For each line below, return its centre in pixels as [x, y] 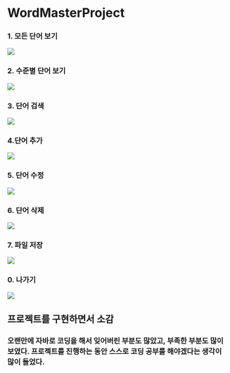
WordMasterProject [66, 13]
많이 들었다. [26, 362]
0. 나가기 [22, 280]
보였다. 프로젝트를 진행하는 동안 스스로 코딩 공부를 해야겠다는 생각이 [115, 351]
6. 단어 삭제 [26, 210]
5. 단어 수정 [26, 176]
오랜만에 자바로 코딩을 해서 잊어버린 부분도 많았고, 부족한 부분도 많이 [115, 341]
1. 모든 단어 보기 [32, 37]
